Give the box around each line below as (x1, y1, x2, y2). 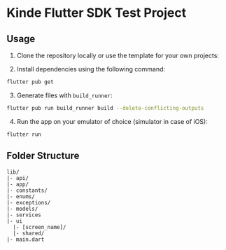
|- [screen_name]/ (13, 223, 67, 230)
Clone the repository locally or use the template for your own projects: (16, 51, 220, 60)
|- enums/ (6, 193, 36, 200)
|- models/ (6, 205, 38, 212)
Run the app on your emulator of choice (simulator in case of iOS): (16, 117, 208, 125)
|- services (6, 211, 41, 218)
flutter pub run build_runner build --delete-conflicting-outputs (6, 104, 204, 111)
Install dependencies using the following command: (16, 65, 166, 73)
